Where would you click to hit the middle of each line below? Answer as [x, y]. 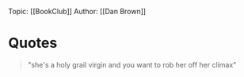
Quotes [33, 43]
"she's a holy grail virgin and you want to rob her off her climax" [132, 64]
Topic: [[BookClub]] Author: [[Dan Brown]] [77, 11]
